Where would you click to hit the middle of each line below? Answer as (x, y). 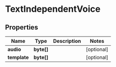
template (18, 57)
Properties (22, 27)
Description (67, 41)
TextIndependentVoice (53, 9)
